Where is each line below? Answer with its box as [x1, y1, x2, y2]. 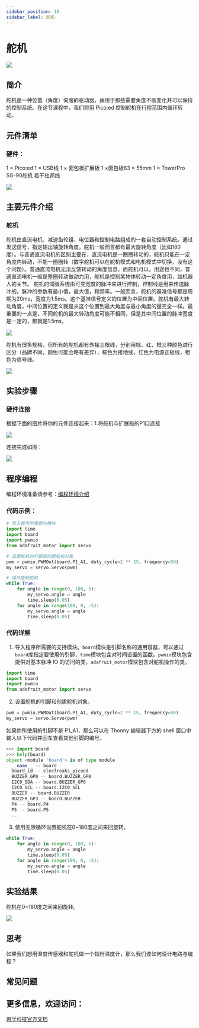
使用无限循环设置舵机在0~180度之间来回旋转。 [14, 823, 129, 831]
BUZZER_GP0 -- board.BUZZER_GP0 [11, 774, 92, 780]
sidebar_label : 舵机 [6, 14, 55, 20]
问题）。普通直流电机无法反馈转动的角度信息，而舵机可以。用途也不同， [11, 265, 185, 273]
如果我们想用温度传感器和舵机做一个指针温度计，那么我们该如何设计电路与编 [6, 950, 193, 957]
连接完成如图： [6, 443, 43, 451]
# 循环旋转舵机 [6, 575, 38, 581]
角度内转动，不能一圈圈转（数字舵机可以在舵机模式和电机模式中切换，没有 [6, 258, 188, 265]
